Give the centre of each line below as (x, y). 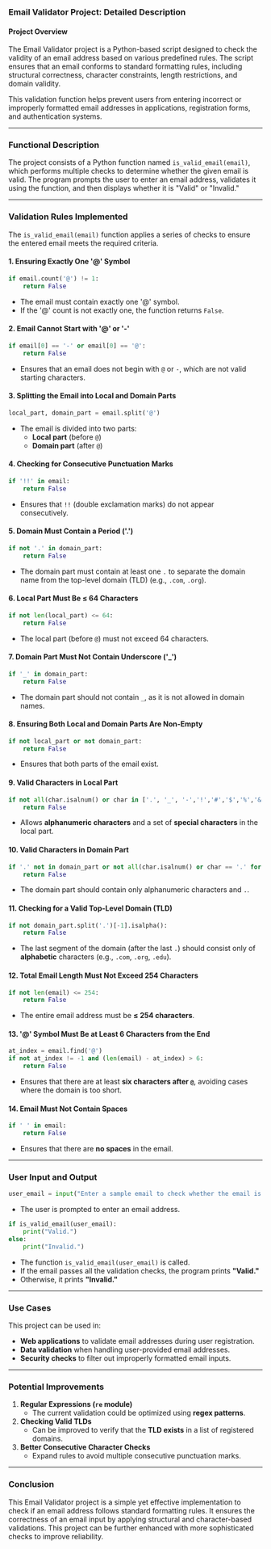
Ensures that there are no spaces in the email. (96, 1149)
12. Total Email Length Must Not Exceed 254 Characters (104, 975)
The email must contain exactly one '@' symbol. (100, 301)
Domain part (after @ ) (67, 445)
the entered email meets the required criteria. (83, 243)
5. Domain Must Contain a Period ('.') (71, 531)
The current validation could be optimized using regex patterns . (139, 1413)
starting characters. (53, 377)
